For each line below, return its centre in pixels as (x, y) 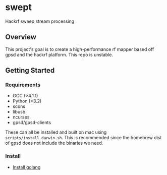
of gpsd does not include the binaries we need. (54, 143)
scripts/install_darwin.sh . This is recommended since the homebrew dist (83, 138)
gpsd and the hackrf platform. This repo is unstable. (59, 54)
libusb (19, 112)
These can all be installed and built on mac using (56, 132)
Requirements (23, 85)
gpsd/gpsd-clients (32, 123)
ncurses (21, 117)
